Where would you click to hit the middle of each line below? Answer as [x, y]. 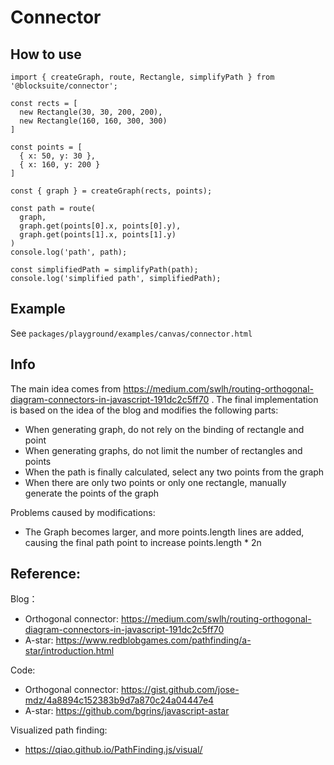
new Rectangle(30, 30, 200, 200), [91, 112]
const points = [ [46, 147]
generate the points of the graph [92, 493]
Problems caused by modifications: [83, 512]
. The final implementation [265, 399]
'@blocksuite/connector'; [64, 86]
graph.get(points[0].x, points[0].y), [100, 226]
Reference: [45, 574]
